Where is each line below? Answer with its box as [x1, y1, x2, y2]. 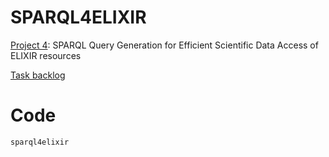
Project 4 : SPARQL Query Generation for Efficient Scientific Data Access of [10, 39, 319, 51]
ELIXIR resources [10, 49, 82, 61]
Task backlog [10, 69, 66, 81]
